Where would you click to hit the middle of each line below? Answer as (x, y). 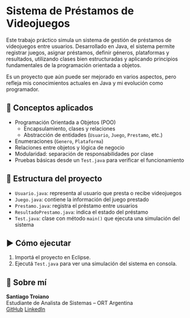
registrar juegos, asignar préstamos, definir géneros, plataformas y (88, 52)
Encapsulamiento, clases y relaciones (69, 128)
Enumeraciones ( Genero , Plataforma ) (59, 141)
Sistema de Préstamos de (70, 11)
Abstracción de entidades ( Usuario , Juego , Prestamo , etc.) (93, 135)
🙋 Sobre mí (26, 282)
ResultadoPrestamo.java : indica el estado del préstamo (81, 212)
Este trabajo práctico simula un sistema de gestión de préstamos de (89, 40)
